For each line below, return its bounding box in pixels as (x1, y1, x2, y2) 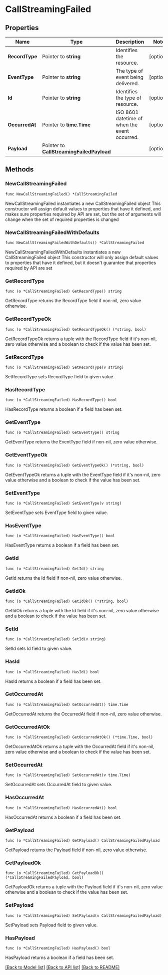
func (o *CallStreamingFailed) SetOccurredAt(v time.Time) (5, 773, 131, 778)
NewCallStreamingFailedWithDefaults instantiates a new (5, 249, 121, 255)
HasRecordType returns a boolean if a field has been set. (5, 406, 123, 412)
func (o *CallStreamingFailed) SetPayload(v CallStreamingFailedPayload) (5, 913, 162, 918)
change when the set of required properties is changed (5, 216, 119, 222)
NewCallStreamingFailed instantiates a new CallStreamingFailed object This (5, 200, 161, 206)
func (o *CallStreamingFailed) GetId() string (5, 566, 104, 571)
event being (115, 74, 143, 81)
